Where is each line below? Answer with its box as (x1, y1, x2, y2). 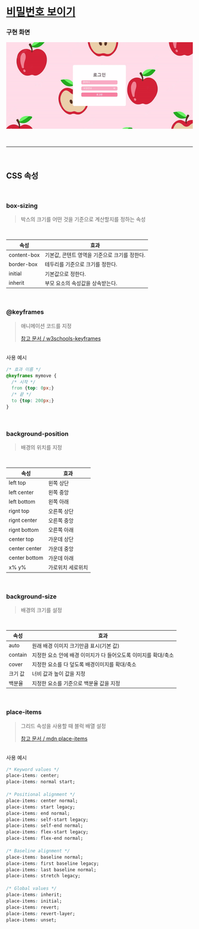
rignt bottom (8, 526, 39, 533)
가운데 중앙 (48, 545, 74, 552)
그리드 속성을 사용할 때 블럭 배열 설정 (20, 722, 107, 729)
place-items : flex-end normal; (6, 836, 84, 842)
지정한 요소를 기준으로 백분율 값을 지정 (31, 679, 120, 686)
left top (8, 479, 27, 486)
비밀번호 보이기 (6, 5, 76, 19)
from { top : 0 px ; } (11, 385, 54, 391)
